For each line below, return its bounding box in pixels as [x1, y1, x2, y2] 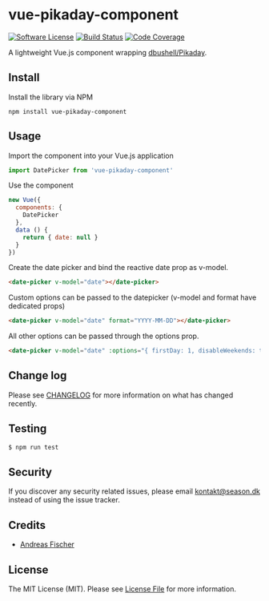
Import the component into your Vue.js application [8, 151, 174, 160]
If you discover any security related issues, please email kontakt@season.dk [8, 486, 260, 496]
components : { [15, 204, 62, 212]
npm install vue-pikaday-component [8, 107, 127, 115]
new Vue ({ [8, 196, 42, 204]
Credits [8, 518, 46, 532]
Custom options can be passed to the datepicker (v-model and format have [8, 292, 257, 302]
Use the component [8, 180, 74, 190]
